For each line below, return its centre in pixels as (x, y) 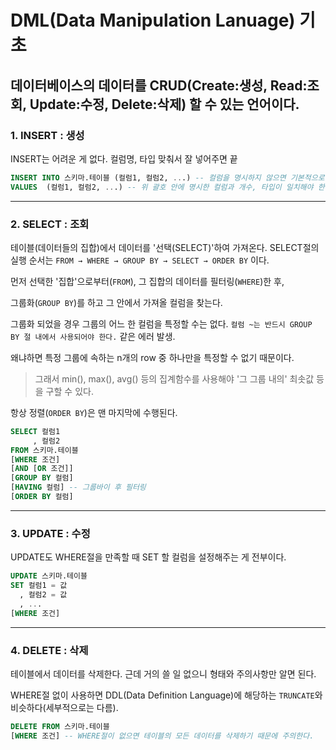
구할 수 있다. (69, 391)
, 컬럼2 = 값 (43, 594)
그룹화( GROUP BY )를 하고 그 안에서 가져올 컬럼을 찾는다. (116, 302)
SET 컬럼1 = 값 (39, 586)
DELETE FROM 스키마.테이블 (60, 726)
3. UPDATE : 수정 (50, 533)
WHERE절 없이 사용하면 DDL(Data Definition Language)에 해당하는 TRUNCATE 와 (166, 695)
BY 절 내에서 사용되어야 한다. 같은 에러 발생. (93, 336)
